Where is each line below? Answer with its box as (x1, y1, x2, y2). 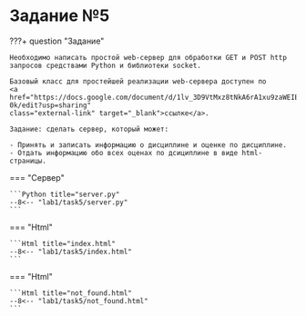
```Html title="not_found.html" (9, 288, 132, 298)
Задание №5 (9, 5, 110, 26)
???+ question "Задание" (9, 35, 105, 46)
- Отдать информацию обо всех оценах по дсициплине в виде (9, 148, 239, 157)
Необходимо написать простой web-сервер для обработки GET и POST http (9, 53, 287, 62)
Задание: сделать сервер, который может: (9, 124, 169, 133)
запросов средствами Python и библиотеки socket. (9, 61, 202, 70)
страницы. (9, 156, 47, 165)
